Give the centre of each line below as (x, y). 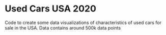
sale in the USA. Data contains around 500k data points (63, 27)
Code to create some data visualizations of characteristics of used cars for (83, 22)
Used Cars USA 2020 (50, 9)
